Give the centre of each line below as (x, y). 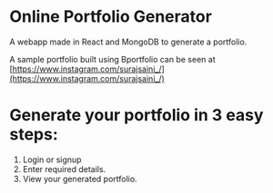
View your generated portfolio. (80, 179)
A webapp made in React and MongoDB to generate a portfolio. (128, 42)
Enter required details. (64, 169)
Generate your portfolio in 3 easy (136, 116)
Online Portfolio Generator (111, 17)
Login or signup (52, 159)
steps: (34, 135)
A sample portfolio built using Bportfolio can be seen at (112, 59)
